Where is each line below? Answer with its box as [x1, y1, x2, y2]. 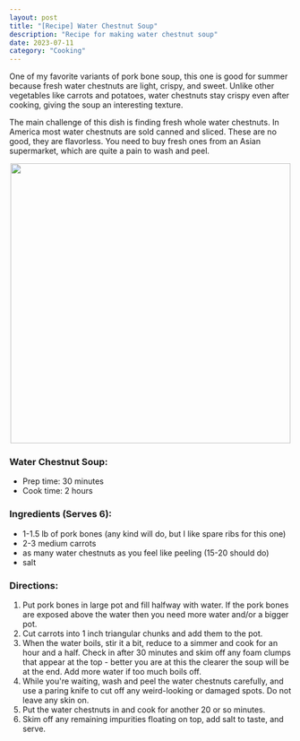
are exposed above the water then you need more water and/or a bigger [21, 609, 289, 620]
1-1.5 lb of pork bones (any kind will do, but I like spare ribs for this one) [21, 528, 287, 539]
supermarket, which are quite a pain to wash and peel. [9, 145, 210, 157]
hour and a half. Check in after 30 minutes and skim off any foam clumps [21, 647, 291, 659]
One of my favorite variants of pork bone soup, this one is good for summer [9, 71, 288, 82]
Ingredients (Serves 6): [9, 508, 112, 521]
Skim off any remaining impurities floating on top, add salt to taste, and [21, 714, 284, 725]
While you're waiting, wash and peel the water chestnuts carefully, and [21, 676, 284, 686]
